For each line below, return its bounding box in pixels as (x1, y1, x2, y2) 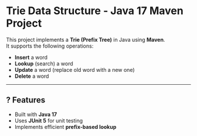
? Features (6, 95, 46, 105)
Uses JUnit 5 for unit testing (14, 117, 83, 124)
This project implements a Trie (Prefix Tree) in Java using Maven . (6, 36, 165, 43)
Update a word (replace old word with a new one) (14, 66, 135, 73)
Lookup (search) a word (14, 60, 73, 67)
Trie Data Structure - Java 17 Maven (6, 4, 184, 18)
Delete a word (14, 72, 49, 79)
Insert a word (14, 54, 48, 61)
